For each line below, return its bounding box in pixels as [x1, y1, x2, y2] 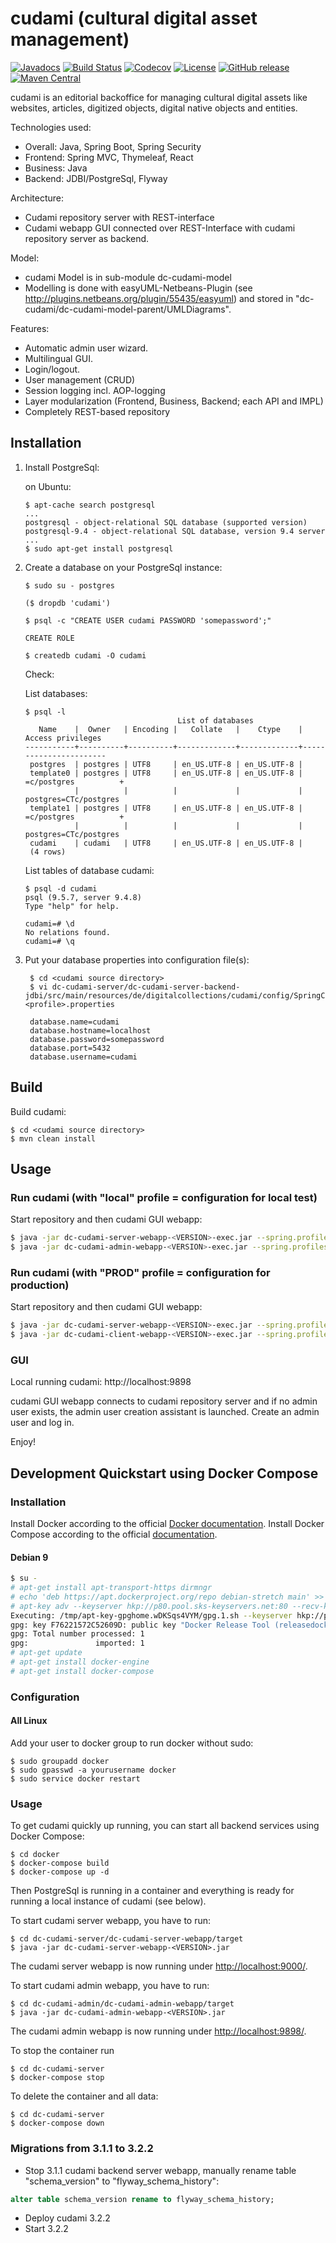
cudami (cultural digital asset [10, 7, 258, 30]
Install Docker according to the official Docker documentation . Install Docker [10, 1518, 325, 1530]
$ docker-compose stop [10, 2073, 105, 2083]
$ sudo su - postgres [24, 580, 115, 591]
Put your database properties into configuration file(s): [24, 953, 250, 966]
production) [10, 1278, 70, 1292]
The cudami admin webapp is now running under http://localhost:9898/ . [10, 2025, 307, 2037]
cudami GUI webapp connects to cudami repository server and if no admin [10, 1395, 318, 1407]
